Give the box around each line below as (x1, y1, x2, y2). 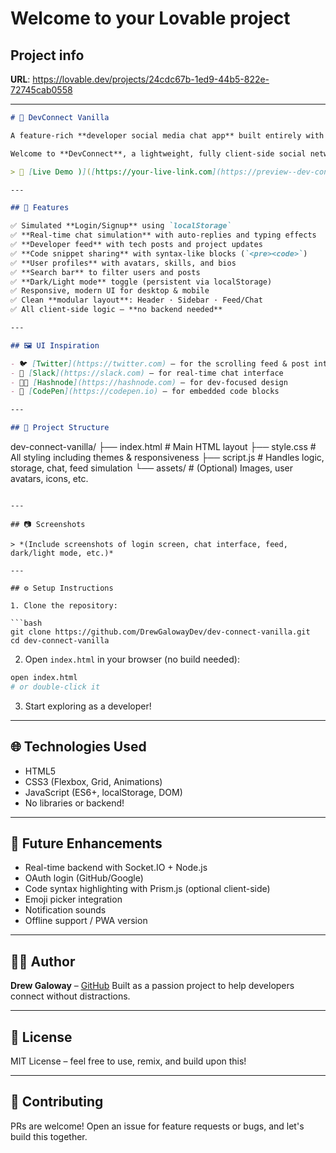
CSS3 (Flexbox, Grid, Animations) (24, 775, 163, 787)
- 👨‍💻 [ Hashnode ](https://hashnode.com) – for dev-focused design (10, 377, 288, 387)
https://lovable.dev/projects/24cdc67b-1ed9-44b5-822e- (32, 73, 270, 85)
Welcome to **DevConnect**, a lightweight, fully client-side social (10, 148, 307, 159)
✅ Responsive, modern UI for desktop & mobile (10, 286, 210, 296)
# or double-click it (10, 682, 101, 692)
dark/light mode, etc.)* (10, 548, 114, 558)
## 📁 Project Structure (10, 423, 110, 433)
